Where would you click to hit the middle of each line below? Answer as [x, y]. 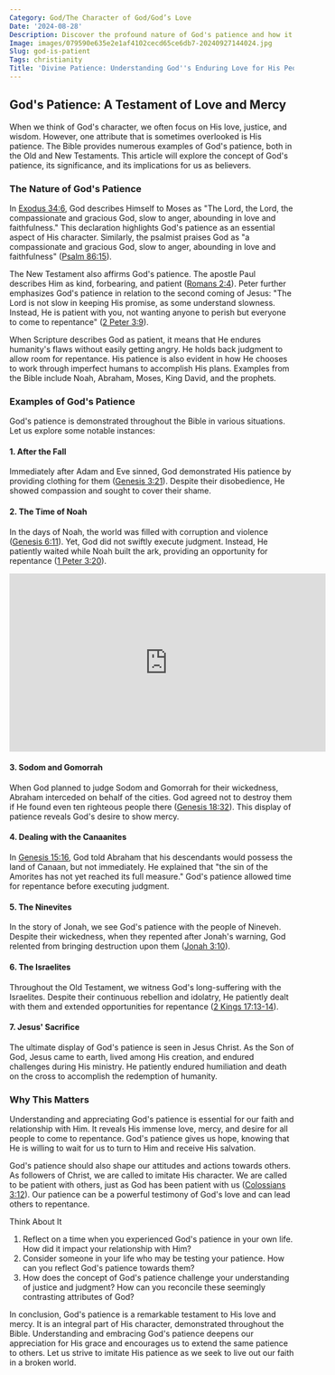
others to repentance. [50, 1204]
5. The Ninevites [41, 907]
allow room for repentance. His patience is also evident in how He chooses [149, 358]
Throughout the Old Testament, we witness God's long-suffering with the [145, 987]
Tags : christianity [46, 60]
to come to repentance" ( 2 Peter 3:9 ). [79, 321]
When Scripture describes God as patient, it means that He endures [135, 339]
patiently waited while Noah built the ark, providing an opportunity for [139, 551]
